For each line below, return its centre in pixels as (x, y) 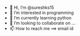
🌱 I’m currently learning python (40, 18)
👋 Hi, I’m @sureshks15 (32, 8)
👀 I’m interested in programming (42, 13)
